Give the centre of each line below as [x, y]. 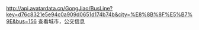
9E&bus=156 [22, 21]
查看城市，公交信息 [62, 21]
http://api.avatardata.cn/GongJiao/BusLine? [60, 8]
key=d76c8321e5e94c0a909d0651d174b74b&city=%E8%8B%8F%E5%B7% [99, 14]
